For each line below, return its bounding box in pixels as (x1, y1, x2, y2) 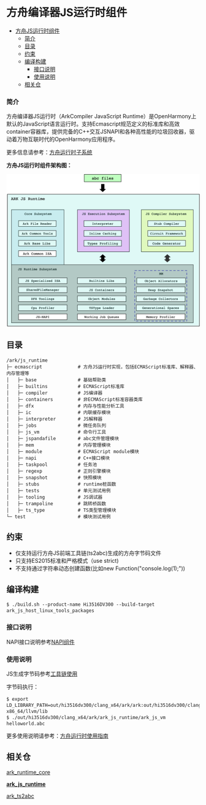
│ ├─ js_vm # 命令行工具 (6, 429, 106, 435)
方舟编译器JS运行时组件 (6, 6, 128, 20)
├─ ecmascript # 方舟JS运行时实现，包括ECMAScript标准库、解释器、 (6, 364, 199, 370)
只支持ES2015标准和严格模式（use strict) (15, 557, 119, 564)
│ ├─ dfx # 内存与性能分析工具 (6, 403, 124, 409)
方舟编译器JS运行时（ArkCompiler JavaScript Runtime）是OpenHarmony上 (6, 113, 197, 120)
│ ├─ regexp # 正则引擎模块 (6, 468, 111, 474)
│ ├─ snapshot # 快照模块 (6, 475, 102, 481)
